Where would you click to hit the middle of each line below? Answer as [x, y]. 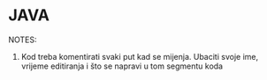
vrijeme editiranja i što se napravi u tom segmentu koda [122, 66]
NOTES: [23, 40]
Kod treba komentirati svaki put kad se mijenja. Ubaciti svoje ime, [139, 56]
